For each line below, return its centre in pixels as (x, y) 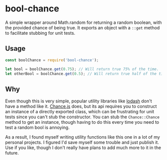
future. (12, 153)
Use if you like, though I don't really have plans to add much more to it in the (83, 148)
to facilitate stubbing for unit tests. (40, 33)
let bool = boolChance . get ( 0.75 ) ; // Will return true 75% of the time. (82, 69)
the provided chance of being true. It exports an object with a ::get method (83, 27)
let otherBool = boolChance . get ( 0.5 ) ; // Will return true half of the (81, 74)
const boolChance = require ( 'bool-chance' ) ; (52, 60)
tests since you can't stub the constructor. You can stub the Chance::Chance (83, 117)
